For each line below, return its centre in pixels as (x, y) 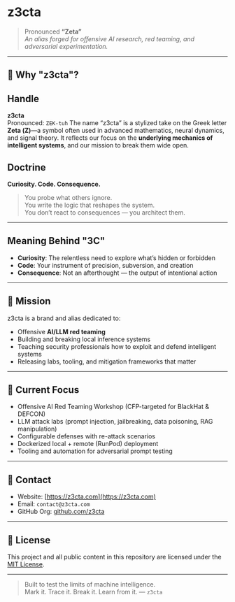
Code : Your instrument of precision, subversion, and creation (105, 265)
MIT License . (26, 564)
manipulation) (37, 429)
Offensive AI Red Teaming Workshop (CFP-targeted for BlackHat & (113, 407)
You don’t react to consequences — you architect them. (105, 212)
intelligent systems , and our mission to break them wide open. (98, 145)
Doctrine (27, 167)
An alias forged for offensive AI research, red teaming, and (109, 38)
